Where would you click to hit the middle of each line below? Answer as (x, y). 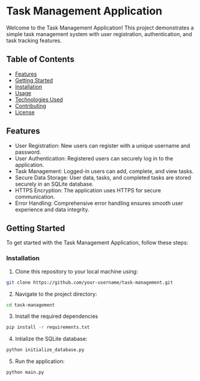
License (25, 112)
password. (28, 152)
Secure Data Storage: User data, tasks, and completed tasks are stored (103, 177)
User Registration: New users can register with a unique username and (102, 145)
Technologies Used (39, 99)
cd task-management (31, 305)
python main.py (25, 373)
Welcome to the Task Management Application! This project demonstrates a (100, 28)
